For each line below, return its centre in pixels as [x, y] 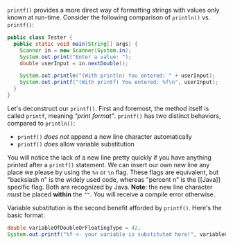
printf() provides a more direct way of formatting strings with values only [113, 10]
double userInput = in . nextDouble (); [74, 63]
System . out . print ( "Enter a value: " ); [76, 57]
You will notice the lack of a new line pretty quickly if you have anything [109, 157]
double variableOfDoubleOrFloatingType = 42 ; [74, 228]
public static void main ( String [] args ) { [76, 44]
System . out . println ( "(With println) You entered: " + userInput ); [118, 76]
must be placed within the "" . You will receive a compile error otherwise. [111, 194]
